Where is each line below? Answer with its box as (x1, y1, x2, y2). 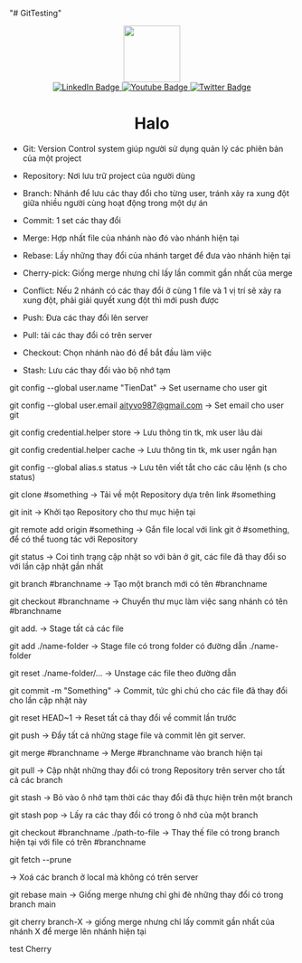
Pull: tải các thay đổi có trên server (22, 329, 153, 340)
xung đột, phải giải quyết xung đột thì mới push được (22, 294, 220, 306)
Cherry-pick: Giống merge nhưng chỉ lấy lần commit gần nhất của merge (22, 267, 293, 279)
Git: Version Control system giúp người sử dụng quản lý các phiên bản (22, 143, 284, 154)
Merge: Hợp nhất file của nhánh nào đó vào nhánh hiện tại (22, 232, 240, 243)
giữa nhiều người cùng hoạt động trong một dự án (22, 197, 208, 208)
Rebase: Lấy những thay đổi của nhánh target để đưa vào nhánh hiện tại (22, 250, 291, 260)
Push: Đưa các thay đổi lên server (22, 312, 149, 323)
